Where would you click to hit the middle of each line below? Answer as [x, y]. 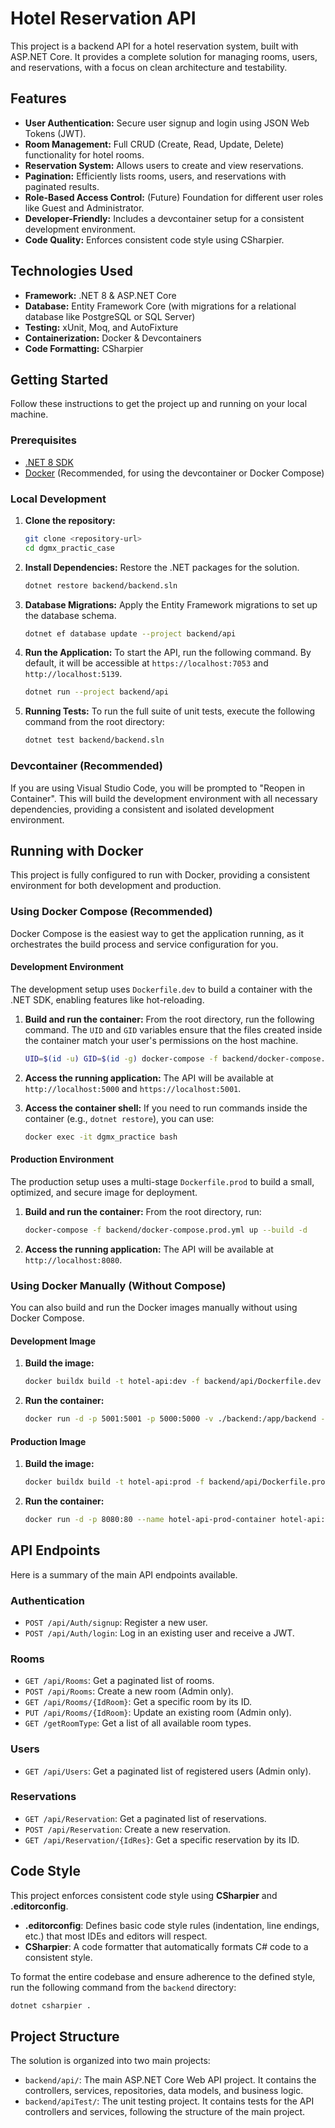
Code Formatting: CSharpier [84, 348]
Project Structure [65, 2036]
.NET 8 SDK [49, 462]
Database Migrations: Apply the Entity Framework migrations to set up [171, 604]
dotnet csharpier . [51, 2005]
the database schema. [70, 615]
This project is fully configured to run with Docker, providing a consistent [160, 875]
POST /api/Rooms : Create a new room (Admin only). [129, 1691]
